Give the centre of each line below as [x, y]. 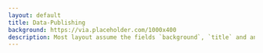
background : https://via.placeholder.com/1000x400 [92, 30]
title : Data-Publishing [47, 23]
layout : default [34, 15]
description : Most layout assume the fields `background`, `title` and [127, 37]
